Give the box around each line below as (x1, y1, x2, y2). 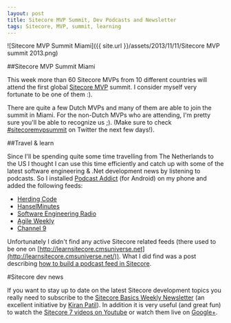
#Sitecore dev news (7, 273, 64, 281)
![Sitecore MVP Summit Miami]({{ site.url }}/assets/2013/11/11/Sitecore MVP (7, 42, 220, 50)
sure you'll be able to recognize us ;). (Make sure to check (7, 118, 172, 127)
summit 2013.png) (7, 49, 58, 57)
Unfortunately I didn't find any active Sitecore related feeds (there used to (7, 238, 217, 246)
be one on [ (7, 245, 40, 253)
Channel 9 (16, 225, 47, 233)
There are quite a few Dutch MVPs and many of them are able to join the (7, 104, 212, 112)
